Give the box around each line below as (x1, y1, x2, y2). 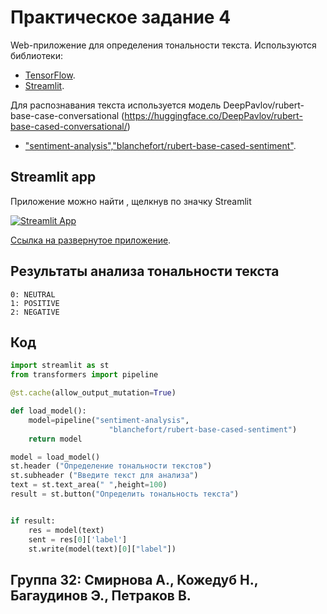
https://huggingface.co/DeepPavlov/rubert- (124, 109, 303, 121)
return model (28, 434, 83, 444)
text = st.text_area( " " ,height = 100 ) (10, 480, 168, 490)
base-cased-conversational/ (10, 120, 128, 132)
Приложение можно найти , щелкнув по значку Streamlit (10, 195, 252, 207)
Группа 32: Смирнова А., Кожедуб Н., (10, 571, 259, 588)
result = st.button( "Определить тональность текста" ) (10, 489, 240, 499)
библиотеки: (10, 49, 63, 61)
